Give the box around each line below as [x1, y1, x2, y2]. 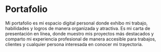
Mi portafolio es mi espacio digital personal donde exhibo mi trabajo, [5, 20, 148, 26]
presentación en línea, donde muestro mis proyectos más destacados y [5, 30, 154, 36]
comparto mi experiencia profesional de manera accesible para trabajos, [5, 36, 156, 42]
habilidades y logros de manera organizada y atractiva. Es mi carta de [5, 25, 150, 31]
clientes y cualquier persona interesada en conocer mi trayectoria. [5, 41, 143, 47]
